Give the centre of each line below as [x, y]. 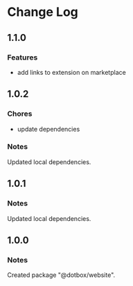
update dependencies [48, 129]
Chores [20, 114]
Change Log [43, 12]
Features [23, 57]
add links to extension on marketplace [71, 72]
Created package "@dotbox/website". [61, 275]
